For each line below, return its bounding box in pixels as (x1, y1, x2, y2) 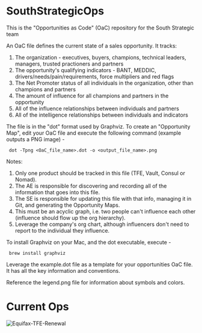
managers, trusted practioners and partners (14, 60, 124, 67)
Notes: (6, 157, 23, 165)
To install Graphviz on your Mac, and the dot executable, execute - (6, 239, 171, 246)
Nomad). (14, 176, 37, 183)
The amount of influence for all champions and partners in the (14, 92, 169, 99)
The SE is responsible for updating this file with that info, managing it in (14, 195, 192, 202)
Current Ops (6, 300, 69, 314)
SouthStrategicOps (6, 4, 104, 18)
